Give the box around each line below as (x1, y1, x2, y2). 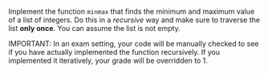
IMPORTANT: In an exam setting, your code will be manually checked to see (8, 39, 259, 48)
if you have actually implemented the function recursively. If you (8, 48, 221, 56)
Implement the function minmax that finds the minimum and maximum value (8, 7, 255, 16)
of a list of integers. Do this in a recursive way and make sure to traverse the (8, 15, 261, 25)
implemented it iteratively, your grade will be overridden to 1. (8, 56, 209, 65)
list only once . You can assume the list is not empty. (8, 24, 181, 33)
